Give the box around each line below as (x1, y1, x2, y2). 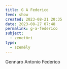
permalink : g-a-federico (5, 26, 58, 31)
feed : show (5, 12, 28, 17)
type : (5, 40, 17, 45)
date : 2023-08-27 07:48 (5, 21, 56, 27)
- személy (10, 45, 30, 50)
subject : (5, 31, 24, 36)
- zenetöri (10, 36, 33, 41)
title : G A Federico (5, 7, 49, 13)
